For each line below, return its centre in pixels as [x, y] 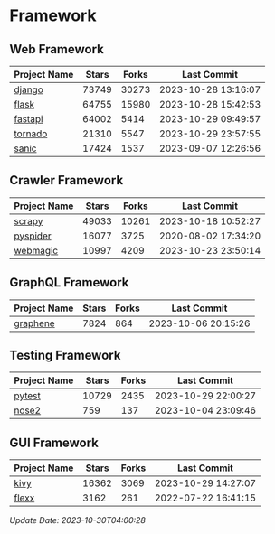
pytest [27, 396]
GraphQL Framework [69, 282]
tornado [31, 134]
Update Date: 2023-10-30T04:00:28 [78, 520]
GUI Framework [54, 442]
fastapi [28, 119]
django [28, 89]
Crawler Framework [66, 180]
